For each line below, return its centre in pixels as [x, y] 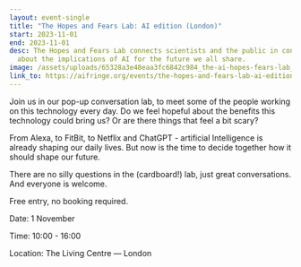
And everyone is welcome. [58, 184]
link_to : [26, 76]
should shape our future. [55, 157]
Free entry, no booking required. [69, 201]
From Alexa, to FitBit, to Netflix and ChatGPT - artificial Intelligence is [136, 138]
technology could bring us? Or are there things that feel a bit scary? [134, 120]
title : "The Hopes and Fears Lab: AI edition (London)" [116, 26]
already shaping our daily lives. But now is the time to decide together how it [150, 147]
